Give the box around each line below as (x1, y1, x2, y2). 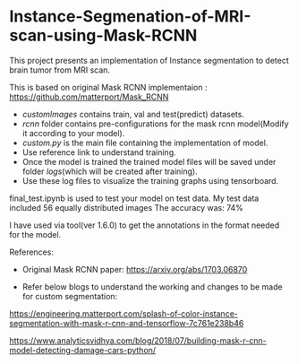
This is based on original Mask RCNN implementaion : (9, 82, 208, 92)
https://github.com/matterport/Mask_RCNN (9, 91, 169, 102)
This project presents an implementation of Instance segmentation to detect (9, 55, 289, 65)
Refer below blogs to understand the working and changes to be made (21, 281, 284, 292)
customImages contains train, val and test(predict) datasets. (21, 108, 244, 119)
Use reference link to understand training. (21, 146, 176, 158)
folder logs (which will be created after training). (21, 166, 199, 177)
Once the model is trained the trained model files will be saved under (21, 156, 277, 167)
